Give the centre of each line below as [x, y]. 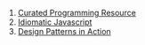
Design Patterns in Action [64, 31]
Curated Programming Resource [77, 13]
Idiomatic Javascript [55, 22]
